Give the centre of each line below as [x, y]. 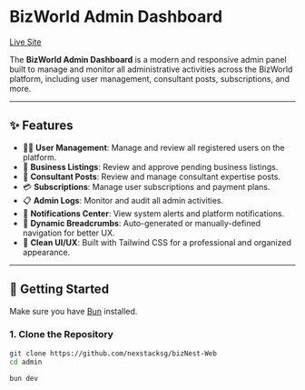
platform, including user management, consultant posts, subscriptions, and [150, 78]
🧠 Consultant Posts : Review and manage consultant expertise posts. [152, 176]
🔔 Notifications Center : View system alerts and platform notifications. [153, 213]
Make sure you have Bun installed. [74, 311]
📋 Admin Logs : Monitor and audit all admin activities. [123, 200]
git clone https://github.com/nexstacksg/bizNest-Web [113, 353]
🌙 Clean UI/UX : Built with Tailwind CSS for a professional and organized [157, 242]
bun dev [24, 378]
